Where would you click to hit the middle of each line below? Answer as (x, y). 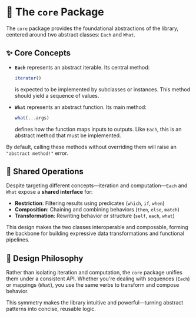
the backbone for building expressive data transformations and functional (95, 233)
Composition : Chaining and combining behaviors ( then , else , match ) (97, 210)
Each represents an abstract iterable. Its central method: (82, 67)
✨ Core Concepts (39, 53)
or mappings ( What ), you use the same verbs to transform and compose (93, 285)
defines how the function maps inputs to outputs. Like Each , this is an (98, 129)
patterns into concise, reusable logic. (51, 309)
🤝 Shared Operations (45, 171)
